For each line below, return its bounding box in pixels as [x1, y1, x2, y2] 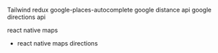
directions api [7, 13, 46, 21]
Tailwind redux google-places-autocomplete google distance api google [7, 6, 212, 14]
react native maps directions [17, 39, 98, 47]
